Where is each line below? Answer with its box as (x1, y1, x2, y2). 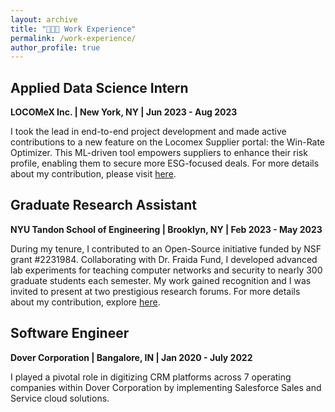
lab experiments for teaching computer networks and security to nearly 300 (10, 264, 323, 276)
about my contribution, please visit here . (10, 168, 177, 180)
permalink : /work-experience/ (10, 33, 137, 43)
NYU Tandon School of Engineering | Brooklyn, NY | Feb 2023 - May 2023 (10, 223, 323, 235)
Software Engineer (10, 325, 130, 342)
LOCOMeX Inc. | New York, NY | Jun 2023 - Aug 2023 (10, 106, 238, 118)
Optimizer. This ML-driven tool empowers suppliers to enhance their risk (10, 147, 308, 159)
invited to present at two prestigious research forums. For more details (10, 285, 301, 297)
